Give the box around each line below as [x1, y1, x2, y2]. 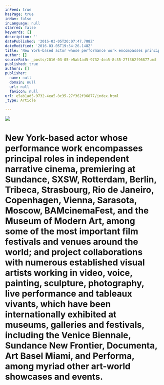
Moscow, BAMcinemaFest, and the [5, 205, 149, 216]
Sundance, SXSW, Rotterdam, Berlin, [5, 174, 157, 185]
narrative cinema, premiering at [5, 164, 136, 175]
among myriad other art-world [5, 361, 131, 372]
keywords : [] [5, 30, 32, 35]
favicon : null [9, 89, 38, 94]
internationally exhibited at [5, 309, 117, 320]
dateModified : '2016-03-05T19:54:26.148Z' [5, 43, 93, 48]
